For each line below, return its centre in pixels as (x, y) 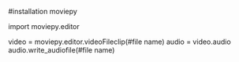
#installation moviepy (43, 11)
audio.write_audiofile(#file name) (62, 50)
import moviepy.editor (44, 26)
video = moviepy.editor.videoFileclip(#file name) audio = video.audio (119, 42)
